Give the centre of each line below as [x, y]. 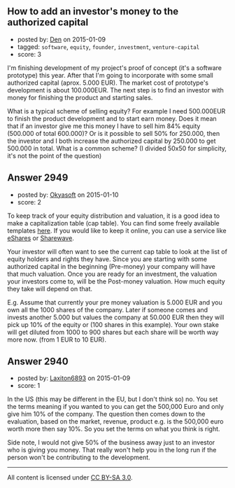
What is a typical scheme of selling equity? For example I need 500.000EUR [116, 111]
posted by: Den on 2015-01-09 [62, 39]
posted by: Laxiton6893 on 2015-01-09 [74, 378]
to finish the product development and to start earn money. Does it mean [112, 118]
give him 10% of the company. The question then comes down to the [106, 414]
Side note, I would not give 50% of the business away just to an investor [111, 442]
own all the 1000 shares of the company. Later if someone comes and [108, 309]
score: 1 [29, 386]
